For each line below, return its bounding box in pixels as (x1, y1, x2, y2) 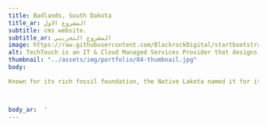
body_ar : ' (8, 105, 48, 113)
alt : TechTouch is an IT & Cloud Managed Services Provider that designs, (8, 48, 261, 56)
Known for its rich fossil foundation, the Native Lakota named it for (8, 77, 250, 86)
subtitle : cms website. (8, 26, 87, 34)
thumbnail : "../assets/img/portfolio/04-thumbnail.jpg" (8, 56, 197, 64)
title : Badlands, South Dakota (8, 11, 112, 20)
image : (8, 41, 30, 49)
